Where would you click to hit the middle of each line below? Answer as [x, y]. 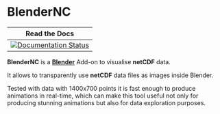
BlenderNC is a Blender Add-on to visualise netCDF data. [89, 61]
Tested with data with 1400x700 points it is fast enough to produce [101, 88]
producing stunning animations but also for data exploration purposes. [107, 102]
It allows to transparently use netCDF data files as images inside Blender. [110, 75]
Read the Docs [50, 33]
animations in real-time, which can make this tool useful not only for [103, 96]
